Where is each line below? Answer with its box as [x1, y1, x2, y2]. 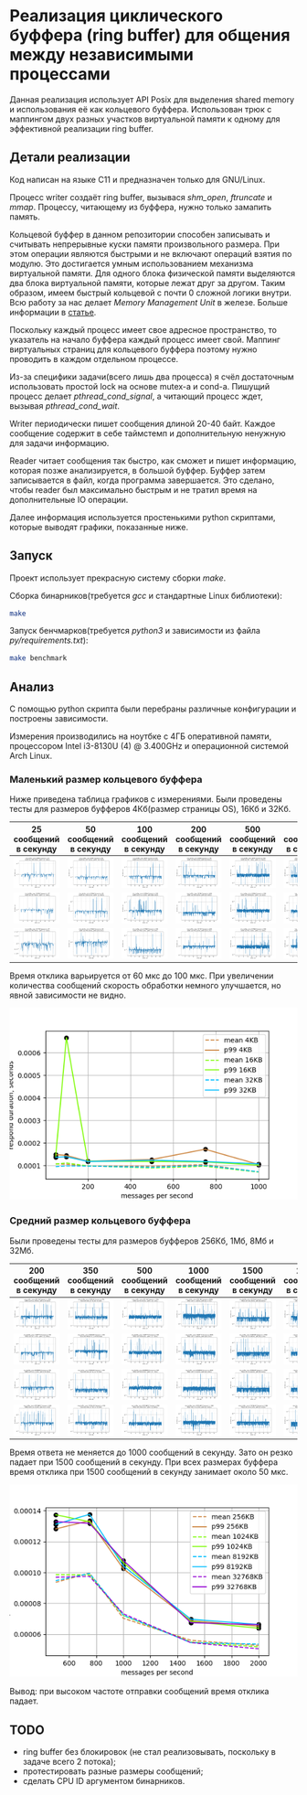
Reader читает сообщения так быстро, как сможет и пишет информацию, [9, 454, 297, 466]
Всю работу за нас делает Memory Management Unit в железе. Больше [9, 296, 289, 307]
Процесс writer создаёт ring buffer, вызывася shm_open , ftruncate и [9, 191, 272, 202]
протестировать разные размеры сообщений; [22, 1766, 204, 1777]
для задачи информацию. [9, 437, 110, 448]
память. [9, 211, 41, 222]
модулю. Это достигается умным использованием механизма [9, 258, 254, 269]
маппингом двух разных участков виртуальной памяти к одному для [9, 113, 281, 124]
